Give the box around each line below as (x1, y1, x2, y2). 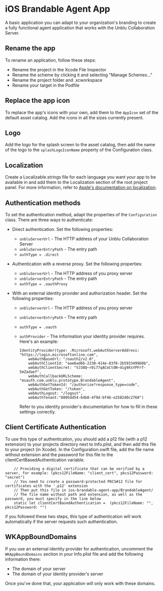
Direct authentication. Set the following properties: (12, 227, 113, 232)
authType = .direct (19, 252, 59, 257)
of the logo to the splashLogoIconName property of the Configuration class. (5, 147, 153, 153)
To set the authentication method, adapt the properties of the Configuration (5, 212, 157, 217)
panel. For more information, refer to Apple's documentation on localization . (5, 184, 157, 190)
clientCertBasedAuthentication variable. (5, 456, 85, 463)
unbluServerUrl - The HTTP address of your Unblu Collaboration (19, 236, 149, 242)
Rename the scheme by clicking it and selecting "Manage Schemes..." (12, 72, 153, 78)
